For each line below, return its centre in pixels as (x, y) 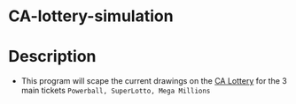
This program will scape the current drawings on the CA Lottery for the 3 (154, 81)
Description (52, 57)
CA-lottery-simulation (91, 16)
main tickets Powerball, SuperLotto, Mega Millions (116, 91)
